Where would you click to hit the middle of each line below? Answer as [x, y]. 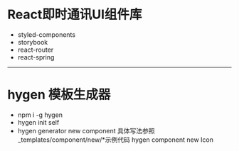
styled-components [47, 34]
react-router [36, 50]
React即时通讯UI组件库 [75, 15]
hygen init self [38, 122]
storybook [33, 42]
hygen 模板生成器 [59, 95]
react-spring [36, 57]
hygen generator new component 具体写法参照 [86, 130]
